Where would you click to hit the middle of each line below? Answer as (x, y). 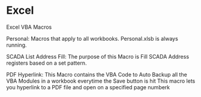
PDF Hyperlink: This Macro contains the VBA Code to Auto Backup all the (97, 74)
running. (16, 45)
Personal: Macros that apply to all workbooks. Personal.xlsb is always (92, 38)
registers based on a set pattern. (46, 63)
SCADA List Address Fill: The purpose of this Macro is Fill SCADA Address (98, 56)
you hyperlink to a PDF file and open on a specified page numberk (88, 87)
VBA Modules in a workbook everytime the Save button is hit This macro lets (101, 81)
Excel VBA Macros (29, 27)
